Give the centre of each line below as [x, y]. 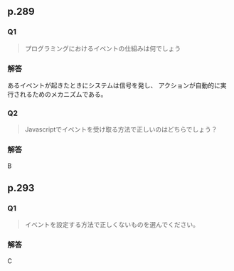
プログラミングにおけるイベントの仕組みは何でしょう [103, 48]
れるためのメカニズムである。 [63, 94]
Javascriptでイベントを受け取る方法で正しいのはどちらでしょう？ [121, 129]
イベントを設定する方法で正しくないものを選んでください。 [112, 225]
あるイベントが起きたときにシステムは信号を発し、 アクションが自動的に [114, 85]
